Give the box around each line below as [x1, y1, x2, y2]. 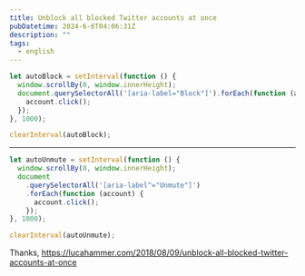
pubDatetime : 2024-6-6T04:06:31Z [9, 22, 136, 31]
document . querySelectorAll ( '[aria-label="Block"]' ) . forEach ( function [17, 88, 286, 98]
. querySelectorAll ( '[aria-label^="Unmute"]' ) [25, 181, 202, 190]
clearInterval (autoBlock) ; [9, 131, 112, 140]
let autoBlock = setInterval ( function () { [9, 72, 177, 82]
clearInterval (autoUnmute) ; [9, 231, 116, 241]
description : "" [9, 30, 71, 39]
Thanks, [9, 247, 40, 259]
